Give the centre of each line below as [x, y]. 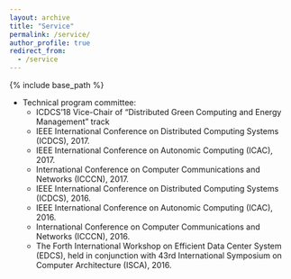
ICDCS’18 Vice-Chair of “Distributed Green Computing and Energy [159, 112]
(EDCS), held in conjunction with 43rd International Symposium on [159, 256]
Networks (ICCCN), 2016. [83, 236]
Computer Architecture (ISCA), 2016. [104, 265]
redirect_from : [38, 51]
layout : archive [40, 18]
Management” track [73, 121]
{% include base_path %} [57, 85]
